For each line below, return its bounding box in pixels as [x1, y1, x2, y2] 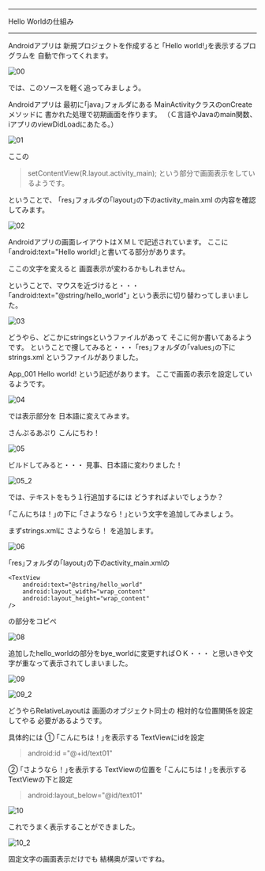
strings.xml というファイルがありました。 [8, 353, 144, 362]
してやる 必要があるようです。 [8, 716, 106, 725]
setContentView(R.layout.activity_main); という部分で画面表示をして [27, 169, 248, 178]
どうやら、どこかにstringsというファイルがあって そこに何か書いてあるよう [8, 333, 252, 342]
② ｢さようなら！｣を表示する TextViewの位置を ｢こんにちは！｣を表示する [8, 765, 247, 774]
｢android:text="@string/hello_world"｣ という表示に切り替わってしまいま [8, 290, 242, 300]
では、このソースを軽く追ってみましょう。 [8, 83, 146, 92]
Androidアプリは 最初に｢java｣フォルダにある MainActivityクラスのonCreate [8, 100, 252, 109]
